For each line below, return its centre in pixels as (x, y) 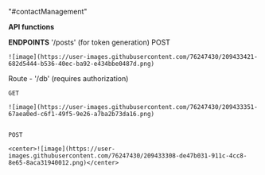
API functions (31, 27)
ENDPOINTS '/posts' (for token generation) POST (90, 42)
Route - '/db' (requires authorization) (68, 78)
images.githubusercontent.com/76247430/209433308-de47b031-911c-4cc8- (128, 156)
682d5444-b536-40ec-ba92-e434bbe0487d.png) (82, 64)
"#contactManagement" (48, 12)
